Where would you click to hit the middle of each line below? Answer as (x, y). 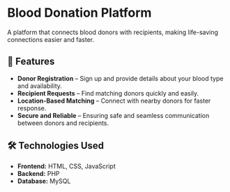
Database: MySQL (44, 181)
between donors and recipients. (63, 123)
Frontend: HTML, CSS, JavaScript (67, 166)
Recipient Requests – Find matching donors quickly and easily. (108, 93)
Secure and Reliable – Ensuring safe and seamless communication (113, 115)
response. (32, 108)
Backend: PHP (39, 173)
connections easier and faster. (51, 39)
